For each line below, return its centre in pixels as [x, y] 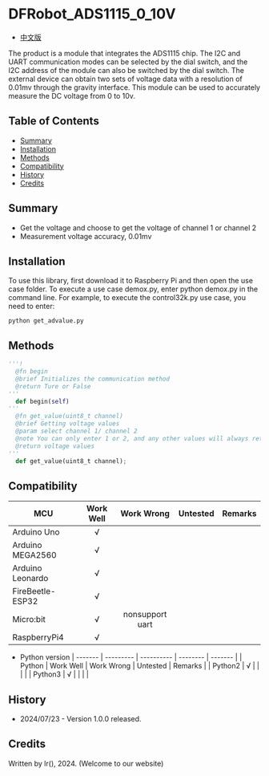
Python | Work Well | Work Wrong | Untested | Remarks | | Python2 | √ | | [140, 666]
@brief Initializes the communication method [93, 379]
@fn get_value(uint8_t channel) [70, 416]
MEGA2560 [35, 555]
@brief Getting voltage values [68, 424]
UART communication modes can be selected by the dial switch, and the [128, 62]
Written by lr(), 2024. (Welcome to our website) [86, 763]
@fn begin [32, 372]
